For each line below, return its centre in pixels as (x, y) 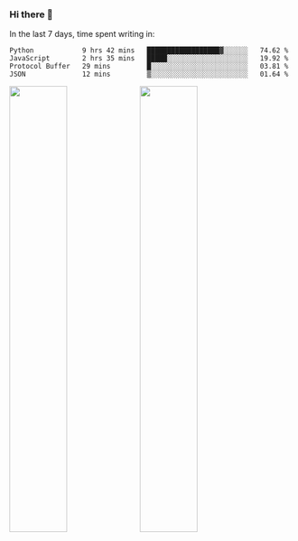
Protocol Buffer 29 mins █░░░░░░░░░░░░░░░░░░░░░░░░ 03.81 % (149, 67)
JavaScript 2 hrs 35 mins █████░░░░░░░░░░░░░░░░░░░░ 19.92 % (149, 59)
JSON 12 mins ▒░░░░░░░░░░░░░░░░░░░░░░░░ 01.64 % (149, 75)
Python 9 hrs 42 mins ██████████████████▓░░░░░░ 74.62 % (149, 51)
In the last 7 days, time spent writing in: (82, 34)
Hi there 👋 (32, 14)
